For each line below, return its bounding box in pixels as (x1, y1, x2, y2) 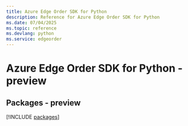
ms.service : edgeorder (6, 36, 62, 42)
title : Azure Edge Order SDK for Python (6, 8, 108, 15)
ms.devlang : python (6, 31, 54, 37)
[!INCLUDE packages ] (6, 114, 60, 120)
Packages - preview (6, 98, 81, 108)
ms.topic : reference (6, 25, 57, 31)
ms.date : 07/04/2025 (6, 20, 57, 25)
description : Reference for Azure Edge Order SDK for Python (6, 14, 160, 20)
